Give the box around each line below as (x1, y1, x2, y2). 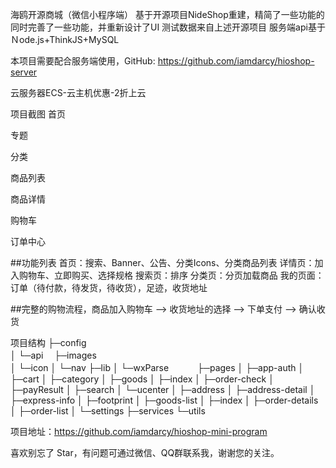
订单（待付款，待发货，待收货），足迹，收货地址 (10, 282, 208, 293)
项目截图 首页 (10, 108, 66, 120)
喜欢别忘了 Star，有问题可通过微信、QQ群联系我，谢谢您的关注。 (10, 447, 280, 458)
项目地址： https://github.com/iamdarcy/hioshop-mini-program (10, 426, 268, 437)
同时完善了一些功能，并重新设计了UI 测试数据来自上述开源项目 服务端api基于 (10, 21, 326, 33)
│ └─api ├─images (10, 349, 97, 361)
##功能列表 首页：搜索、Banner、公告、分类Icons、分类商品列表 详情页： (10, 257, 315, 268)
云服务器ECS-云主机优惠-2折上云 (10, 87, 147, 98)
